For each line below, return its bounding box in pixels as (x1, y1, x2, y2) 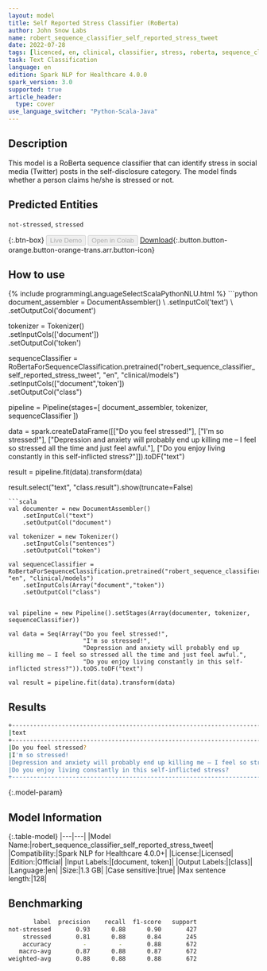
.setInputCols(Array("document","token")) (22, 582, 165, 590)
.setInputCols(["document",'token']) (8, 379, 125, 389)
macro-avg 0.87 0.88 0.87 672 (18, 947, 197, 956)
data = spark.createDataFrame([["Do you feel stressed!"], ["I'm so (8, 427, 224, 436)
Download (139, 235, 173, 245)
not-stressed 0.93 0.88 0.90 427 (8, 925, 197, 934)
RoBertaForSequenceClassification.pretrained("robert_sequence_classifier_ (8, 362, 256, 372)
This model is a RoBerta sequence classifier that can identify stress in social (8, 158, 257, 168)
